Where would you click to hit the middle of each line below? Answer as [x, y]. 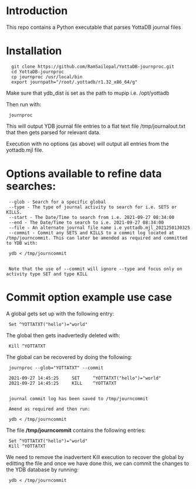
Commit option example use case [89, 297]
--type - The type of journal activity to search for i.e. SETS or [93, 207]
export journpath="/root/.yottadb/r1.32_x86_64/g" [75, 82]
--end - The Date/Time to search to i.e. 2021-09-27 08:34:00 [86, 222]
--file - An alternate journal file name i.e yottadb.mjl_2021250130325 [99, 228]
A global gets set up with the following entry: [60, 314]
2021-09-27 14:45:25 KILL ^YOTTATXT [62, 383]
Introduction [37, 11]
